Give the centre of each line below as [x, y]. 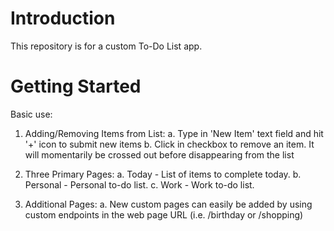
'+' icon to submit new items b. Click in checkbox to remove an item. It [169, 144]
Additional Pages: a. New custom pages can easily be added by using [168, 204]
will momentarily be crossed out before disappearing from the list [159, 154]
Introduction [63, 18]
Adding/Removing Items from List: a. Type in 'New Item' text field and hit [174, 133]
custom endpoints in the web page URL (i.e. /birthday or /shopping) [164, 214]
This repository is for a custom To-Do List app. [106, 46]
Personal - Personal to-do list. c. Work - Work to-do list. [139, 184]
